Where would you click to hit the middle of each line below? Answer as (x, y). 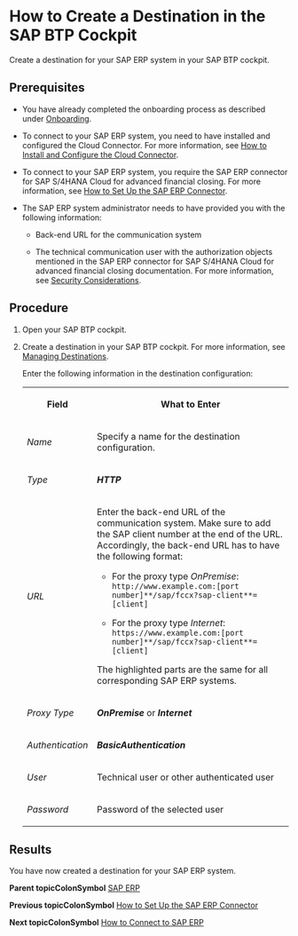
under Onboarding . (57, 118)
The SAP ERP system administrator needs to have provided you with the (153, 208)
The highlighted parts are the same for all (182, 670)
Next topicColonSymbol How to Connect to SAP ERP (106, 923)
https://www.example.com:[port (178, 633)
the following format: (140, 556)
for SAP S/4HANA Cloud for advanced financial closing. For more (141, 181)
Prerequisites (47, 87)
